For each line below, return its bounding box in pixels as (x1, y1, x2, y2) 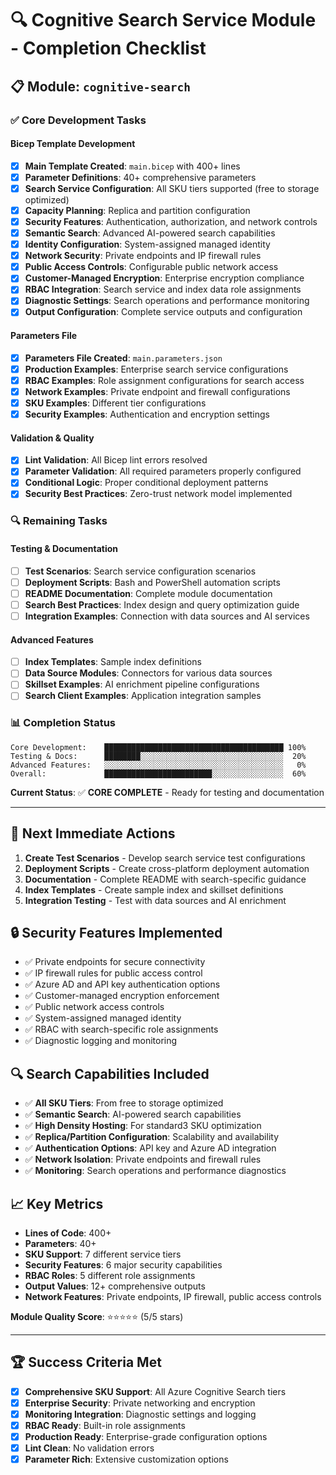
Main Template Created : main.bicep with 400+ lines (24, 160, 241, 172)
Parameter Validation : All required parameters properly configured (24, 465, 302, 477)
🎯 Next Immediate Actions (10, 825, 176, 842)
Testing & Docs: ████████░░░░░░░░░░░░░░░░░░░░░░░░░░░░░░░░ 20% (10, 751, 307, 761)
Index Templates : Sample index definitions (24, 656, 202, 668)
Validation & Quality (10, 432, 95, 444)
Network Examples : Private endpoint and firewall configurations (24, 385, 291, 397)
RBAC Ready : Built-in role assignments (24, 1419, 186, 1431)
